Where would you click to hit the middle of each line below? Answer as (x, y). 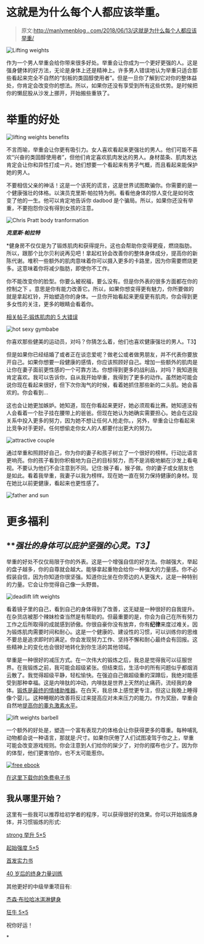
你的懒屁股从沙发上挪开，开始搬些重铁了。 (59, 93)
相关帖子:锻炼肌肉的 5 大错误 (42, 317)
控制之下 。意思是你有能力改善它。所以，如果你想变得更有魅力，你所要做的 (100, 288)
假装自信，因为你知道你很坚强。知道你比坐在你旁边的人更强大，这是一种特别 (102, 577)
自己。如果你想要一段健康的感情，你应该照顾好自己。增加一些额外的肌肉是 (104, 362)
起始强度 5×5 (23, 847)
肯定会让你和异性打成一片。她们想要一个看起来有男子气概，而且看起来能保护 (102, 165)
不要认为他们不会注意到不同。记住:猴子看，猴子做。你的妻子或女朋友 (103, 467)
